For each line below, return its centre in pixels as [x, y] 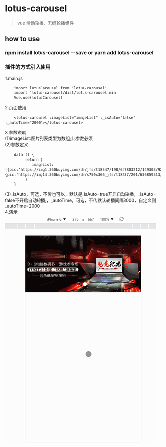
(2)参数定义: [17, 144]
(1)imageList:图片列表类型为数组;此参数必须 [49, 138]
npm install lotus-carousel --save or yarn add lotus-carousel [79, 53]
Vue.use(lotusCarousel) [39, 98]
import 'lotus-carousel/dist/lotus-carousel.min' [66, 93]
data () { [24, 155]
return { [34, 159]
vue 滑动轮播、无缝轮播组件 [45, 23]
